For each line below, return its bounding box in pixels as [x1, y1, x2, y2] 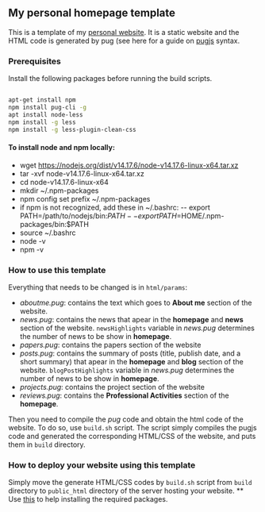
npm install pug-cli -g [8, 103, 87, 111]
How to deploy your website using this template [8, 460, 196, 471]
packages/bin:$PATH [19, 219, 90, 229]
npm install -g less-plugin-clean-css [8, 125, 136, 133]
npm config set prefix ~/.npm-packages [19, 194, 151, 203]
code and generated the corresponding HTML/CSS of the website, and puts [8, 431, 256, 441]
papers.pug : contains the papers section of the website [19, 340, 202, 349]
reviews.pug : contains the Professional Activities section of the [19, 391, 229, 400]
